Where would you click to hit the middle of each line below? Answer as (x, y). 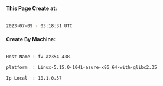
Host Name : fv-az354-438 (38, 57)
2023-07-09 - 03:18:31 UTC (39, 26)
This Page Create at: (32, 8)
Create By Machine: (31, 39)
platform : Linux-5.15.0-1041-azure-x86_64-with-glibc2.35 (82, 68)
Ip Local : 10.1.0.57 (34, 78)
